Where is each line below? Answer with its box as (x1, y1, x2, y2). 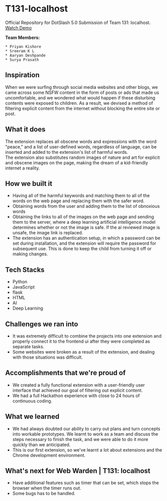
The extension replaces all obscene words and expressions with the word (5, 138, 156, 144)
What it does (5, 125, 46, 134)
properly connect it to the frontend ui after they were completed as (12, 338, 150, 344)
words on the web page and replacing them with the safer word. (12, 198, 145, 204)
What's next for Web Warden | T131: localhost (5, 467, 150, 475)
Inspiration (5, 71, 40, 79)
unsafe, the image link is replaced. (12, 230, 83, 236)
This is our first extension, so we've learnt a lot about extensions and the (12, 447, 162, 453)
